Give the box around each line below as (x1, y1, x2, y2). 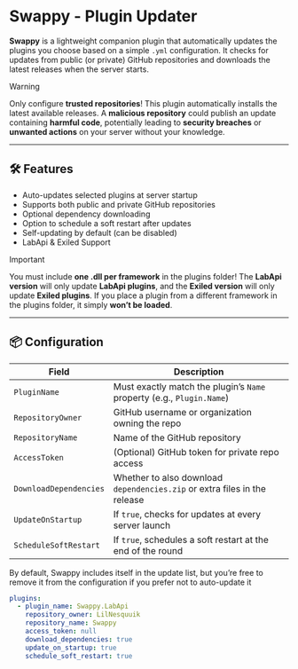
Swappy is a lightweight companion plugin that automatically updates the (9, 35, 278, 46)
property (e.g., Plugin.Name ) (113, 391, 229, 404)
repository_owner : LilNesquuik (25, 610, 141, 619)
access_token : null (25, 627, 98, 636)
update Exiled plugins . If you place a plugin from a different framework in (9, 290, 278, 301)
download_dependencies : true (25, 634, 133, 644)
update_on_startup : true (25, 643, 117, 652)
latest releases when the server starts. (9, 64, 149, 75)
